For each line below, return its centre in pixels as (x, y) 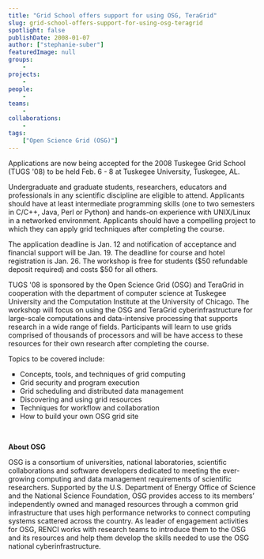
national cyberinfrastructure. (55, 546)
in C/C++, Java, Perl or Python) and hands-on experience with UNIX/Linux (129, 212)
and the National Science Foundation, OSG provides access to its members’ (131, 496)
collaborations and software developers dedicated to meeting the (115, 470)
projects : (25, 74)
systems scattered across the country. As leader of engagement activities (128, 521)
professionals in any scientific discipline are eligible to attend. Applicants (126, 195)
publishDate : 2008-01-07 (49, 38)
